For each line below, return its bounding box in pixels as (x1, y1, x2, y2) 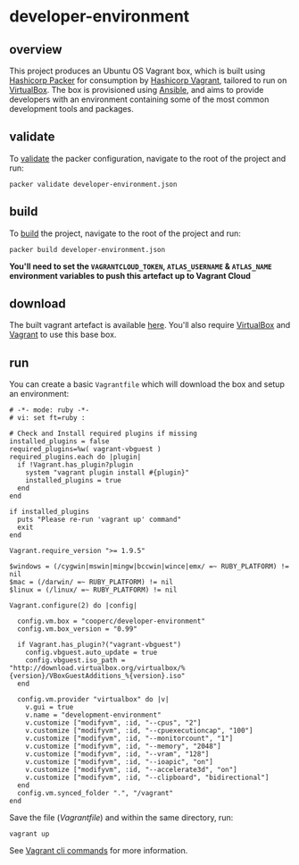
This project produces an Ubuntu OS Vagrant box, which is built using (9, 65, 266, 76)
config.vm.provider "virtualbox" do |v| (17, 695, 170, 704)
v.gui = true (25, 703, 74, 712)
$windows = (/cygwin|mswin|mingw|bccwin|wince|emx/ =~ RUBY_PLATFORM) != (9, 562, 290, 571)
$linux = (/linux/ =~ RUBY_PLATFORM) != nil (9, 585, 178, 595)
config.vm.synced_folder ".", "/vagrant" (17, 789, 174, 798)
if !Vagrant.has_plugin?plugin (17, 460, 134, 470)
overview (9, 42, 62, 57)
